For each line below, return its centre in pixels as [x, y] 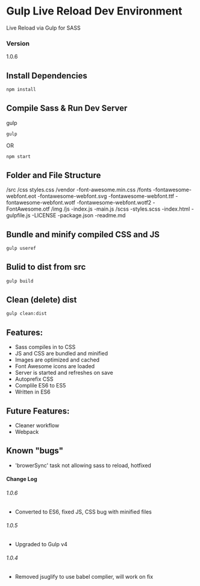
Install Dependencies [47, 76]
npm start [19, 156]
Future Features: [38, 411]
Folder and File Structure [54, 175]
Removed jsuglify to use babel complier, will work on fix [84, 577]
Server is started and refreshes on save [64, 373]
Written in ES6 [33, 392]
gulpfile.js [18, 215]
